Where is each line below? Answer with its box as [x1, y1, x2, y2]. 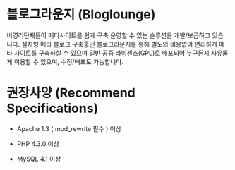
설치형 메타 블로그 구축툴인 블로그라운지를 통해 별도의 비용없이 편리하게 [21, 40, 218, 48]
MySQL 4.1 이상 [16, 154, 61, 163]
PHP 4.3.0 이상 [16, 139, 59, 148]
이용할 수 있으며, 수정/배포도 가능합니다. [13, 57, 124, 66]
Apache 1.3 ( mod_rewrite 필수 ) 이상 [16, 124, 121, 133]
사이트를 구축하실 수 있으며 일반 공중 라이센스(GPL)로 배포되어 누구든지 [13, 49, 210, 57]
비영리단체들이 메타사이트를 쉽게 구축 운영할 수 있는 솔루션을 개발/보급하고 [6, 31, 211, 40]
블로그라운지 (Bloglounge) [6, 6, 156, 23]
